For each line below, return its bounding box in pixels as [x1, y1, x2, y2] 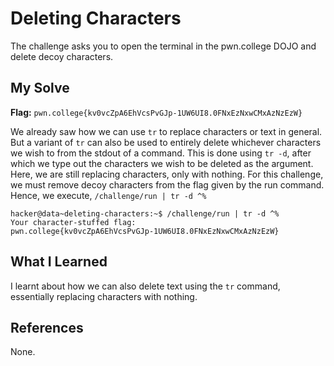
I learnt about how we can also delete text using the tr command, [10, 280, 281, 292]
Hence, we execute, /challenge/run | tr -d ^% [10, 189, 207, 201]
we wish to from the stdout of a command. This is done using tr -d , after [10, 147, 312, 159]
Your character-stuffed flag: [10, 217, 137, 227]
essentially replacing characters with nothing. [10, 290, 198, 302]
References [10, 319, 84, 336]
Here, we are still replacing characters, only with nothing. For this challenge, [10, 168, 324, 180]
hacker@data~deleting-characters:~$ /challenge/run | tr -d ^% [10, 208, 280, 219]
